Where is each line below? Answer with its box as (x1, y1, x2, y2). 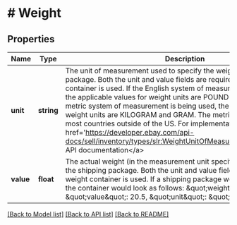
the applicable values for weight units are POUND (65, 92, 229, 102)
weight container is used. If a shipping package (65, 174, 222, 184)
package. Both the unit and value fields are (65, 75, 207, 84)
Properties (7, 33, 55, 45)
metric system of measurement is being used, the (65, 101, 229, 111)
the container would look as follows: (65, 183, 185, 193)
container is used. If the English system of (65, 83, 204, 93)
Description (164, 54, 205, 63)
